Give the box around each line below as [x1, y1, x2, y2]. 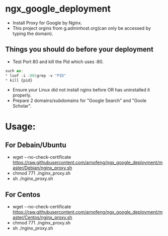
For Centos [5, 190, 41, 199]
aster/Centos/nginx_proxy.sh [12, 214, 72, 220]
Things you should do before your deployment [5, 45, 153, 54]
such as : [5, 68, 24, 73]
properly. [12, 92, 32, 99]
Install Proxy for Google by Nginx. [12, 20, 82, 26]
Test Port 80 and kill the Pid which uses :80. [12, 59, 104, 65]
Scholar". [12, 103, 32, 109]
